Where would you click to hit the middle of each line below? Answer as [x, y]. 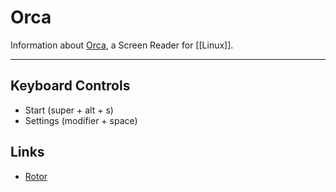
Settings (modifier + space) [81, 120]
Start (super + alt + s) [69, 110]
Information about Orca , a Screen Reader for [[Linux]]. [122, 45]
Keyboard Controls [70, 86]
